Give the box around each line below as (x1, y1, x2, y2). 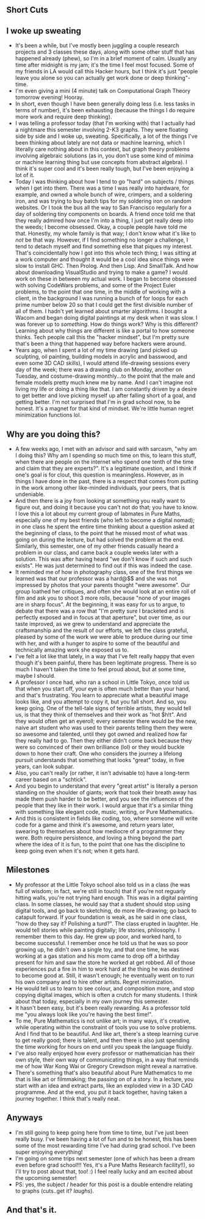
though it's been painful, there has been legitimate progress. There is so (15, 659, 197, 667)
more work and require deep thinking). (15, 113, 112, 121)
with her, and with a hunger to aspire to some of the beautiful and (15, 640, 180, 647)
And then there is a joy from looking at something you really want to (15, 497, 185, 505)
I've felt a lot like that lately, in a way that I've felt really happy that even (15, 653, 195, 660)
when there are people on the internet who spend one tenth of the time (15, 458, 194, 466)
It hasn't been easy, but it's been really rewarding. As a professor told (15, 1004, 190, 1012)
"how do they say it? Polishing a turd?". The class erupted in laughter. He (15, 919, 198, 927)
